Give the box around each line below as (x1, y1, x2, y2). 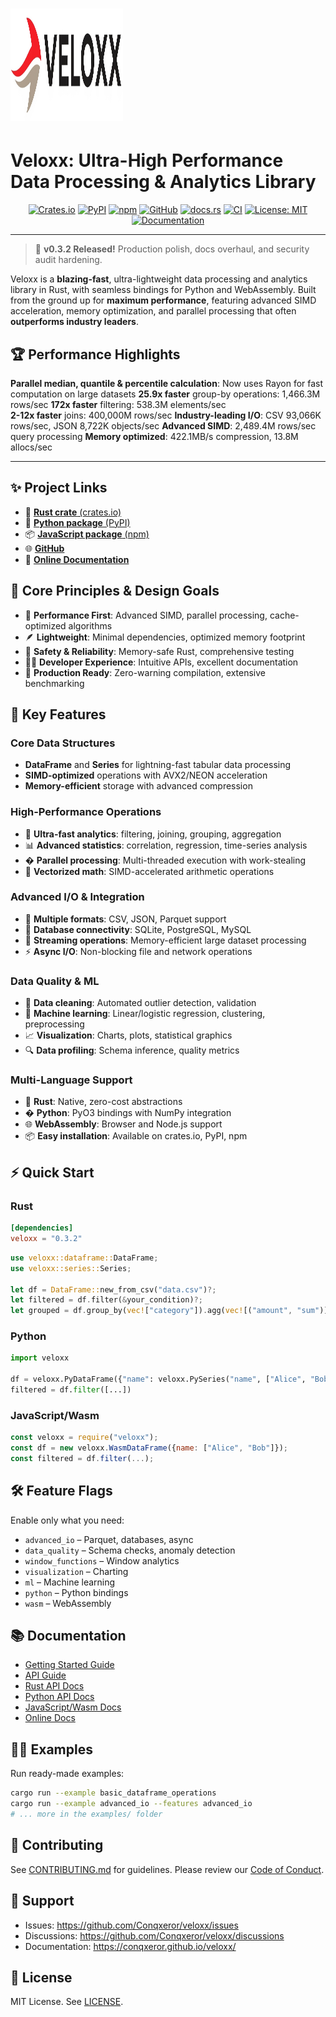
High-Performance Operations (10, 805, 162, 819)
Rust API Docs (24, 1680, 85, 1692)
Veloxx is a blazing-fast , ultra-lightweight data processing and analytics (10, 273, 308, 285)
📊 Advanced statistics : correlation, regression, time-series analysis (24, 839, 308, 851)
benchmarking (24, 677, 85, 689)
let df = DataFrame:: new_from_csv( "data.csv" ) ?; (10, 1284, 217, 1295)
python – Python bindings (24, 1586, 129, 1598)
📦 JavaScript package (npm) (24, 528, 150, 540)
